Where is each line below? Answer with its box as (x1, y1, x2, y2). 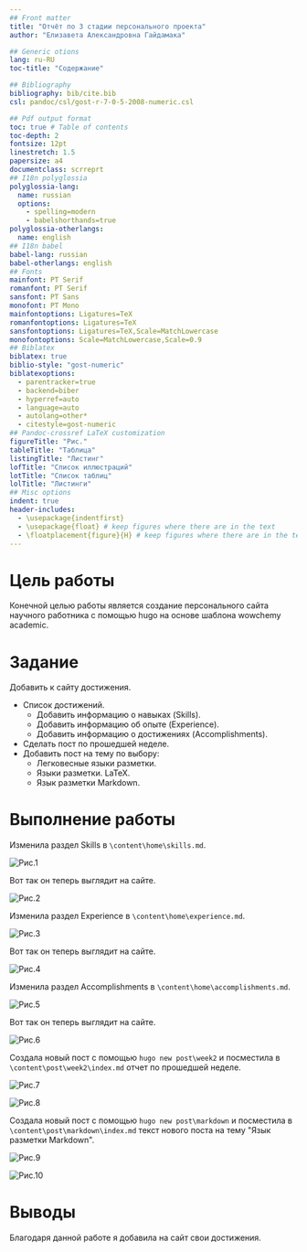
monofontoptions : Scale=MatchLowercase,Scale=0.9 (9, 335, 203, 344)
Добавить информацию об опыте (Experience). (36, 719, 219, 730)
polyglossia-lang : (9, 182, 79, 191)
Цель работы (9, 570, 115, 591)
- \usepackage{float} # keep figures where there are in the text (17, 522, 276, 531)
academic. (9, 619, 49, 631)
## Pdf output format (9, 113, 92, 123)
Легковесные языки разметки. (36, 758, 157, 769)
